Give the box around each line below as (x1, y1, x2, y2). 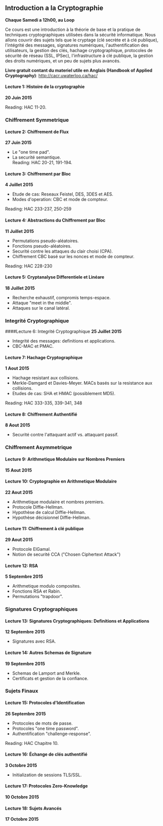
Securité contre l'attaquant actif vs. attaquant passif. (12, 432, 119, 438)
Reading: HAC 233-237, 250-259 (5, 206, 72, 212)
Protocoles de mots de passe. (12, 720, 73, 726)
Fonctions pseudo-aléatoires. (12, 243, 72, 249)
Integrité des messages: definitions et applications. (12, 338, 116, 344)
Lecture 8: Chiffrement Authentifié (5, 411, 78, 417)
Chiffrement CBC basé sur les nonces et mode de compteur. (12, 253, 135, 259)
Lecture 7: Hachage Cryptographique (5, 354, 82, 360)
